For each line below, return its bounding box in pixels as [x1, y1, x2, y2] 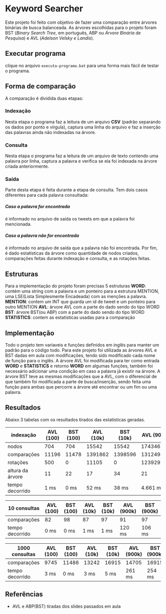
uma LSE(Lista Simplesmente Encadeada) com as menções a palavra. [5, 294, 147, 300]
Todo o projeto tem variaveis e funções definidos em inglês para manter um [5, 342, 160, 348]
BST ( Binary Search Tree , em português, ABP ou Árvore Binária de [5, 30, 141, 36]
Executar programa [5, 49, 66, 58]
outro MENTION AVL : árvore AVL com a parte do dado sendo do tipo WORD [5, 304, 160, 310]
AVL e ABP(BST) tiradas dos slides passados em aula [12, 603, 121, 609]
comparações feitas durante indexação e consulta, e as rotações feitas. [5, 256, 151, 262]
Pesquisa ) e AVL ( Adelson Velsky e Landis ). [5, 35, 94, 41]
